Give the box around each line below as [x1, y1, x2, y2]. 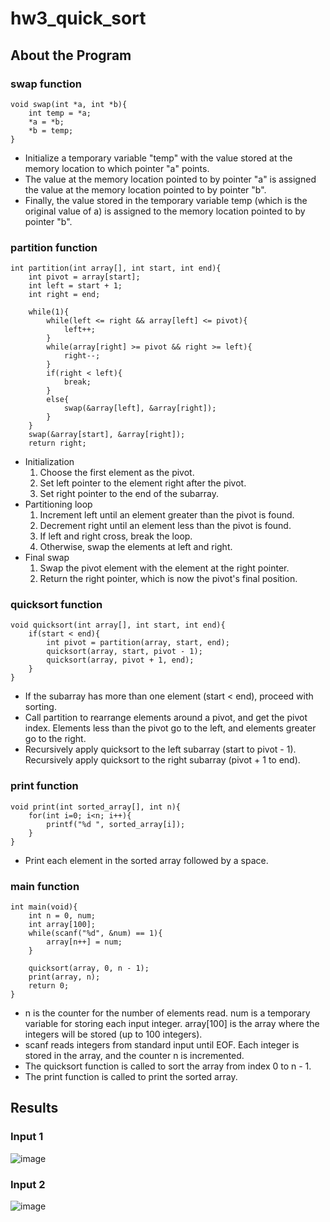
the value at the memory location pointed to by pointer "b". [24, 183, 267, 196]
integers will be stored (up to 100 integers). [24, 1028, 203, 1041]
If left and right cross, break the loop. [39, 530, 193, 542]
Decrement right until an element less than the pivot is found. [39, 520, 292, 532]
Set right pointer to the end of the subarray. [39, 488, 219, 500]
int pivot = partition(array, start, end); [46, 638, 230, 648]
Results [10, 1100, 59, 1117]
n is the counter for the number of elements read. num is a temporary [24, 1007, 311, 1019]
